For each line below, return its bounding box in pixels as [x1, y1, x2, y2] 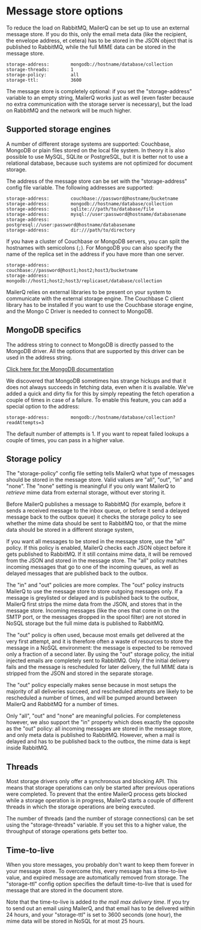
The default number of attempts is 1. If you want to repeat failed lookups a [6, 430, 189, 437]
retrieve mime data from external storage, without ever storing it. [6, 489, 166, 496]
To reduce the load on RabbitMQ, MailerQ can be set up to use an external [6, 24, 190, 31]
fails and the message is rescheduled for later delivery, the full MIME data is [6, 664, 194, 671]
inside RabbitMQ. [6, 744, 49, 751]
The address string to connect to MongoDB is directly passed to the [6, 341, 174, 348]
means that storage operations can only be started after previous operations [6, 784, 195, 792]
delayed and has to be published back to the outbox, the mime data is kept [6, 738, 191, 745]
